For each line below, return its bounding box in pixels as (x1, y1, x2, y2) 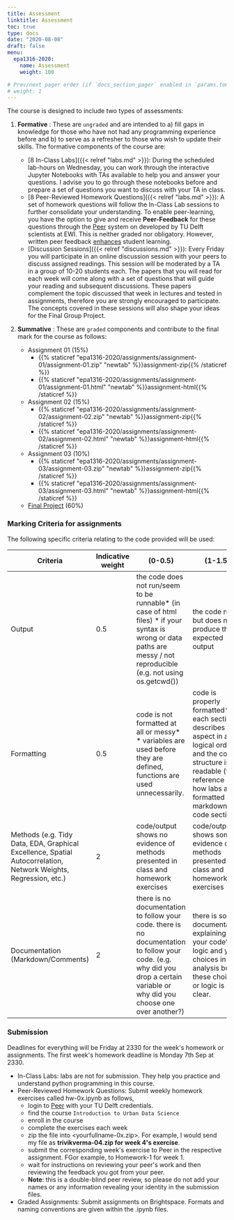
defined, (136, 761, 164, 771)
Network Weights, (10, 864, 70, 874)
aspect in (192, 731, 223, 741)
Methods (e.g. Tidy (10, 830, 73, 839)
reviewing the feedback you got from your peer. (27, 1168, 165, 1176)
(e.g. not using (136, 667, 184, 677)
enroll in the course (27, 1116, 84, 1124)
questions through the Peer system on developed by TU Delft (27, 222, 204, 231)
